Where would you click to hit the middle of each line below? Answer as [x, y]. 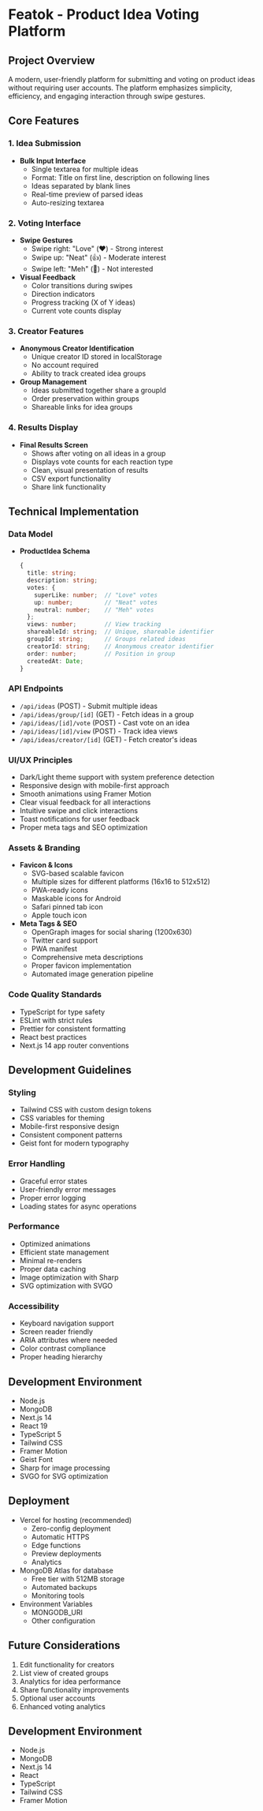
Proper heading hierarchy [61, 1357]
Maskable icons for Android [76, 898]
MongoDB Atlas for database [67, 1570]
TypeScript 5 [40, 1434]
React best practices [53, 1037]
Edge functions [56, 1545]
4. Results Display [43, 428]
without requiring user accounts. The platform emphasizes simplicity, [120, 88]
